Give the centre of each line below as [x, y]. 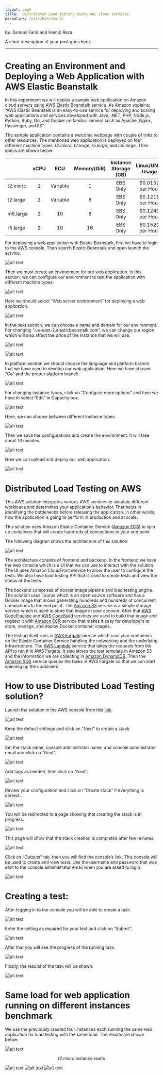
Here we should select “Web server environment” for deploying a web [75, 301]
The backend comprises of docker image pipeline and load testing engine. [79, 590]
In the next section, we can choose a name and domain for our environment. [81, 325]
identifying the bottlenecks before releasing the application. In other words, [80, 512]
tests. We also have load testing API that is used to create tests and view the [81, 576]
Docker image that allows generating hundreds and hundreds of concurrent [81, 600]
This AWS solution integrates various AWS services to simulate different [77, 502]
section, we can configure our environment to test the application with [75, 277]
